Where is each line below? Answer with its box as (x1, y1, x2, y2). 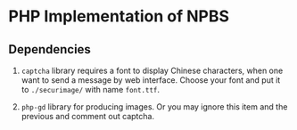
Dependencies (8, 42, 91, 57)
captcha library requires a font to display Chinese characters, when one (21, 65, 284, 76)
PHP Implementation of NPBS (8, 6, 229, 27)
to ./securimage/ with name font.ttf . (21, 85, 161, 94)
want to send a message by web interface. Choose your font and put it (21, 75, 281, 85)
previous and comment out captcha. (21, 111, 155, 121)
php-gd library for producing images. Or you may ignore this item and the (21, 102, 288, 112)
